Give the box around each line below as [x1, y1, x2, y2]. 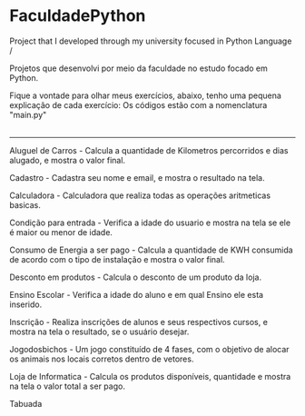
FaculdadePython [9, 5, 146, 26]
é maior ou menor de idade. [9, 226, 113, 237]
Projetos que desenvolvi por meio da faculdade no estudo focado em [9, 63, 268, 74]
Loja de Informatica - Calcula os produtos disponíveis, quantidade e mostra [9, 371, 291, 381]
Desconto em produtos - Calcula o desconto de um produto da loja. [9, 272, 261, 282]
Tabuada [9, 398, 43, 409]
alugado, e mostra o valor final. [9, 154, 125, 165]
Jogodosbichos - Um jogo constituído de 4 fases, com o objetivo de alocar [9, 343, 290, 354]
